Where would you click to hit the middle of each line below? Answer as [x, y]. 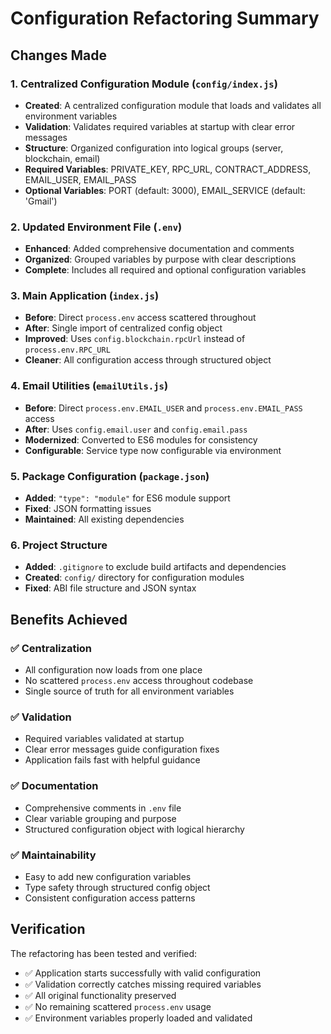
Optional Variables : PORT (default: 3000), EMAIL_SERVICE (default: [165, 190]
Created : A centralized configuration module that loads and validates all [173, 105]
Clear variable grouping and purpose [100, 818]
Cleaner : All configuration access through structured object [148, 360]
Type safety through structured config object [117, 887]
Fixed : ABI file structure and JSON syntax [110, 588]
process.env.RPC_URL [67, 350]
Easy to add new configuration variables [108, 876]
